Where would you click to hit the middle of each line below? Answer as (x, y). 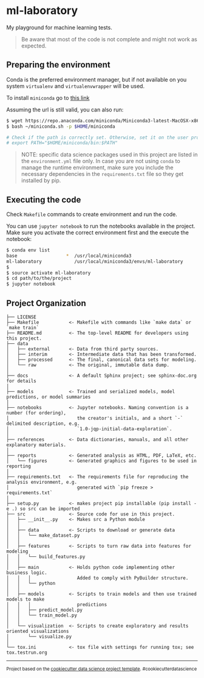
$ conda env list (28, 250)
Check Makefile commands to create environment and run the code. (92, 214)
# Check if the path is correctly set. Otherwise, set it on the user (97, 138)
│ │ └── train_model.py (42, 615)
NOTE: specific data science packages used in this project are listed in (109, 155)
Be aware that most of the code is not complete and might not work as (109, 39)
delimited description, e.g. (43, 424)
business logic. (27, 573)
